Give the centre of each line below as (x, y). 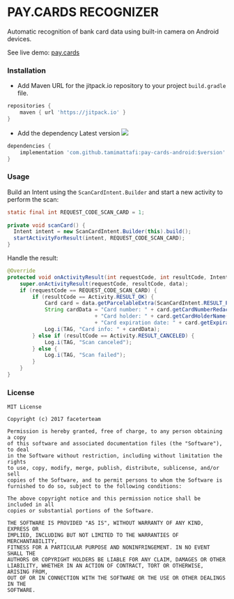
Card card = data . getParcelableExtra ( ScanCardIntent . (124, 303)
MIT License (24, 407)
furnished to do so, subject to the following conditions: (95, 487)
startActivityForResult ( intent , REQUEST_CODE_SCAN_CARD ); (100, 238)
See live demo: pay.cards (44, 52)
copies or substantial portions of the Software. (81, 511)
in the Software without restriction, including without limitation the (115, 456)
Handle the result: (33, 258)
